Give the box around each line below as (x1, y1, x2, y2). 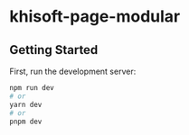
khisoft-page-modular (9, 6, 181, 27)
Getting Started (9, 42, 99, 58)
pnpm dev (9, 117, 43, 126)
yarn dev (9, 100, 43, 109)
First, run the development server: (9, 66, 137, 76)
